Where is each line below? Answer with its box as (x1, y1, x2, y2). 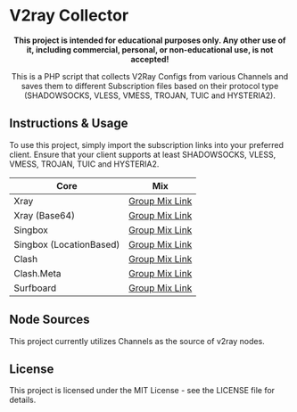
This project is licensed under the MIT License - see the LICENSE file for (9, 385, 275, 396)
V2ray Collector (9, 5, 129, 26)
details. (9, 394, 37, 406)
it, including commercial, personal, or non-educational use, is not (26, 44, 274, 54)
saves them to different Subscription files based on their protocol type (21, 80, 279, 91)
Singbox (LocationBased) (13, 238, 120, 251)
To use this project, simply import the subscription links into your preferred (9, 139, 284, 150)
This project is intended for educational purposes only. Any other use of (13, 35, 286, 45)
